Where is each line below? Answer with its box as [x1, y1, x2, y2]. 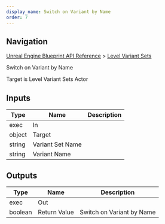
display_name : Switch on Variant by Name [6, 8, 111, 15]
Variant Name [32, 150, 71, 159]
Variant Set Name [32, 140, 82, 149]
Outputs [6, 170, 38, 180]
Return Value [38, 208, 74, 216]
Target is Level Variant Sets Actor [6, 75, 88, 83]
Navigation [6, 37, 48, 47]
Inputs [6, 93, 31, 103]
